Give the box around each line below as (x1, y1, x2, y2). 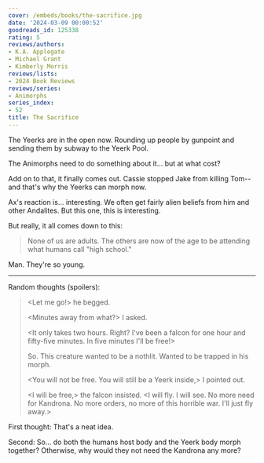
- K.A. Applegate (8, 48, 65, 56)
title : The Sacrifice (8, 114, 79, 122)
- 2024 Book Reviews (8, 77, 76, 85)
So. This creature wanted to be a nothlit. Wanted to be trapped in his (27, 351, 249, 361)
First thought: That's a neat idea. (8, 421, 114, 432)
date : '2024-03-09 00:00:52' (8, 19, 104, 27)
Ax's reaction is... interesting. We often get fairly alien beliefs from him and (8, 197, 250, 206)
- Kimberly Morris (8, 63, 68, 71)
